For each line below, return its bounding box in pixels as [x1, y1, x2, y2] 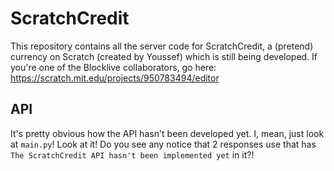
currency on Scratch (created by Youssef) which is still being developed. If [10, 50, 318, 62]
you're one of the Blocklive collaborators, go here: [10, 61, 217, 73]
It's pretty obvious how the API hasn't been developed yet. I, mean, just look [10, 127, 325, 139]
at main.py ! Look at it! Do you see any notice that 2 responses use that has [10, 138, 317, 150]
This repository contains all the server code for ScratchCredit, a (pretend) [10, 40, 314, 52]
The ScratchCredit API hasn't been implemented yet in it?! [10, 148, 255, 161]
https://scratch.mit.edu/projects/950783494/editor [10, 72, 220, 84]
